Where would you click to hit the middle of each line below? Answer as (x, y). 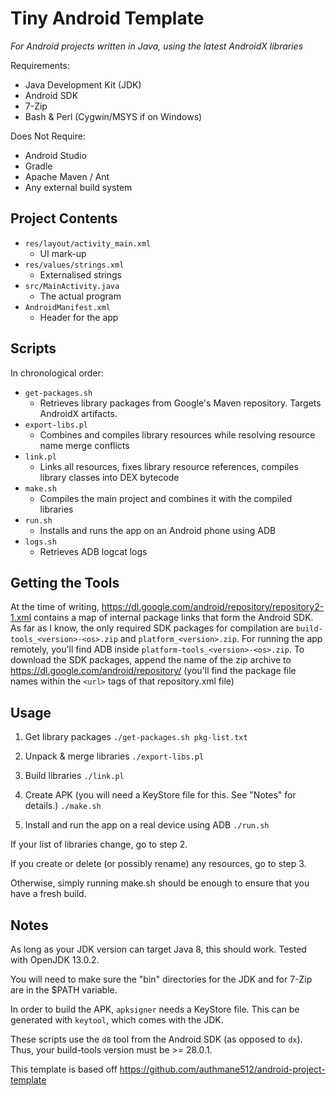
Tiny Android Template (107, 18)
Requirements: (40, 65)
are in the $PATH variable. (64, 990)
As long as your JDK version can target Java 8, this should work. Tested (158, 949)
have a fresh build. (48, 894)
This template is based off (64, 1069)
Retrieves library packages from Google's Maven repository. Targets (180, 403)
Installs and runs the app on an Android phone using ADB (158, 530)
